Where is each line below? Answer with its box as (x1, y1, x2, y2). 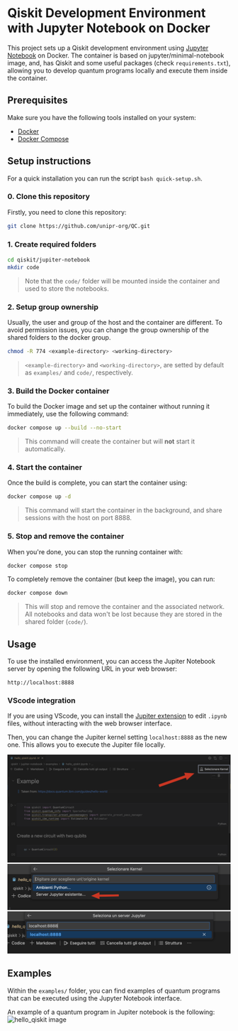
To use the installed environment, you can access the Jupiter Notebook (7, 657, 216, 666)
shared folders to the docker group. (7, 333, 111, 342)
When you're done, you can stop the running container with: (7, 547, 183, 556)
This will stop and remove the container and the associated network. (24, 603, 225, 611)
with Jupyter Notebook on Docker (7, 20, 210, 36)
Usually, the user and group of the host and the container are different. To (7, 318, 223, 327)
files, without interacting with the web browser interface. (7, 719, 172, 728)
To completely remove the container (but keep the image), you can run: (7, 575, 215, 583)
